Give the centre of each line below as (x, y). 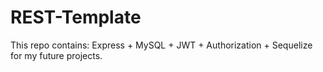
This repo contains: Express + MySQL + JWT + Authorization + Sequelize (161, 45)
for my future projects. (56, 55)
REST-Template (76, 17)
